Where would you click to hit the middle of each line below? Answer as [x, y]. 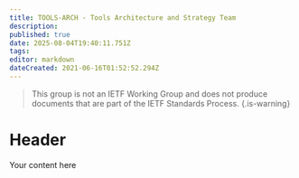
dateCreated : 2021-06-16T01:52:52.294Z [84, 69]
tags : [19, 52]
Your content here [43, 164]
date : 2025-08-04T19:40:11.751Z [70, 43]
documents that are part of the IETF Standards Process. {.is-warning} [161, 103]
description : [34, 26]
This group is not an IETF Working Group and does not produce [149, 94]
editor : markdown [42, 60]
